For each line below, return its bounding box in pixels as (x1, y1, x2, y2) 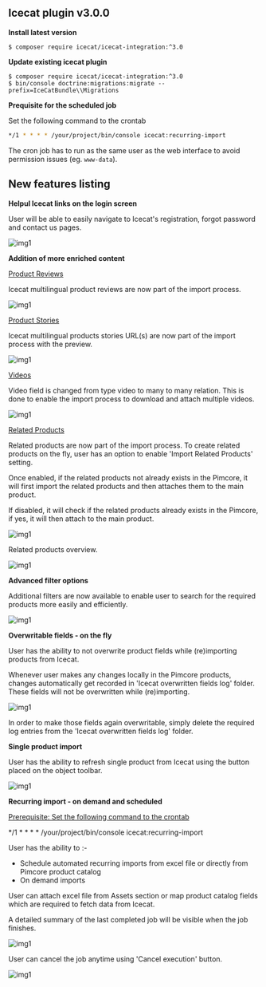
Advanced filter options (8, 575, 89, 585)
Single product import (8, 741, 83, 751)
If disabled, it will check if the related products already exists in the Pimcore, (8, 505, 259, 515)
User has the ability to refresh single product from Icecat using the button (8, 757, 249, 767)
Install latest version (8, 27, 77, 37)
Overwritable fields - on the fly (8, 630, 112, 640)
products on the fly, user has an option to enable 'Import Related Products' (8, 448, 253, 458)
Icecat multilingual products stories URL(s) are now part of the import (8, 330, 237, 340)
